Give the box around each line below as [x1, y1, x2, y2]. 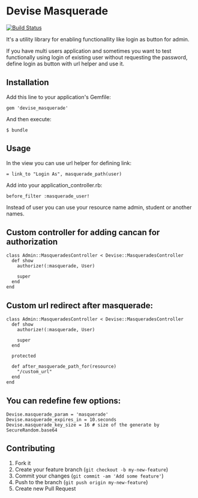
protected [11, 353, 36, 359]
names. [6, 210, 25, 217]
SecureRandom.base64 [6, 427, 58, 433]
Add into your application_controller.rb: [6, 181, 103, 188]
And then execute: [6, 115, 52, 122]
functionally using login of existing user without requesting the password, [6, 53, 188, 61]
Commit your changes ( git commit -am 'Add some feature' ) [14, 472, 164, 479]
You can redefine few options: [6, 395, 121, 406]
